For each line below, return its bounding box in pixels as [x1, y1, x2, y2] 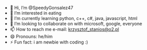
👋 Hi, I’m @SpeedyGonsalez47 [10, 5, 74, 10]
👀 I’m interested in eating [10, 10, 62, 16]
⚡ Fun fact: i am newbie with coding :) [10, 39, 88, 45]
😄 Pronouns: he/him [10, 33, 53, 39]
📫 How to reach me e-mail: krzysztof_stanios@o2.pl [10, 26, 119, 32]
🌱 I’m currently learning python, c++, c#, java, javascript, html [10, 15, 138, 21]
